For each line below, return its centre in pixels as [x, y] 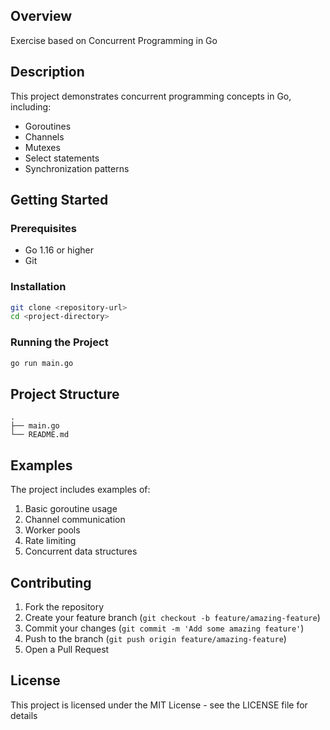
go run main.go [42, 363]
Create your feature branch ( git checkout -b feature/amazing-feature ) [172, 617]
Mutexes [42, 147]
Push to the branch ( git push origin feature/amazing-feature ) [155, 638]
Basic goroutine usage [71, 509]
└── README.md [40, 435]
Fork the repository [64, 606]
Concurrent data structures [81, 551]
